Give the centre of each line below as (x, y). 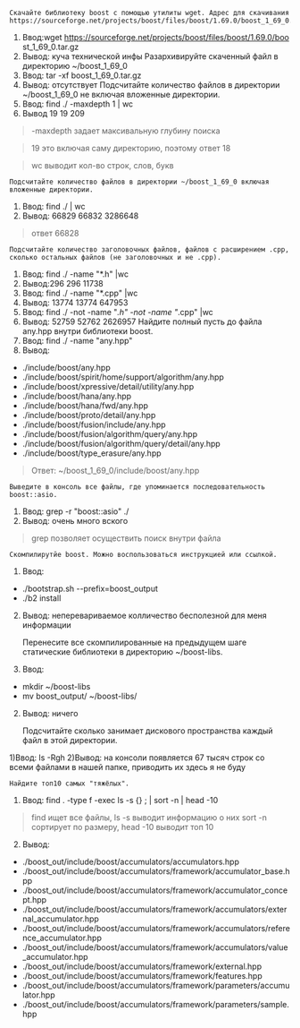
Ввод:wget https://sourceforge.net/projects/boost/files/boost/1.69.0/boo (156, 37)
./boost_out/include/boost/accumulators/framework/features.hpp (142, 976)
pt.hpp (34, 899)
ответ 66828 (55, 233)
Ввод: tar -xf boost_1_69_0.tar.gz (82, 75)
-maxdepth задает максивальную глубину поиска (125, 131)
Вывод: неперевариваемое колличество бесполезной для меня (145, 615)
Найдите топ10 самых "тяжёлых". (69, 784)
